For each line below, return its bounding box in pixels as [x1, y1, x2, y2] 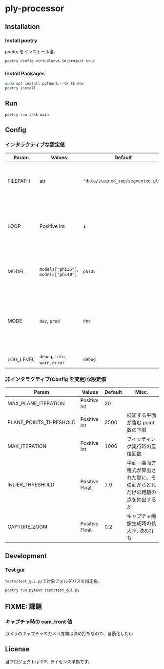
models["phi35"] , [39, 266, 79, 273]
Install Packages [5, 70, 45, 77]
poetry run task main [5, 112, 49, 117]
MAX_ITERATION [7, 443, 47, 450]
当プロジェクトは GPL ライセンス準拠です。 [5, 658, 93, 665]
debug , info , [39, 353, 66, 360]
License [5, 645, 30, 653]
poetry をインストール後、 [5, 48, 58, 54]
